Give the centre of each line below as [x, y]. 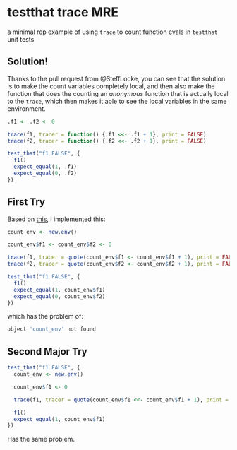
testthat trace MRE [63, 12]
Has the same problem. [41, 439]
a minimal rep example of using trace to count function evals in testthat [113, 32]
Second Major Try [47, 351]
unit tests [21, 39]
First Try [26, 202]
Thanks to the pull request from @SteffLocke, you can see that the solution [116, 78]
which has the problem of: [45, 316]
